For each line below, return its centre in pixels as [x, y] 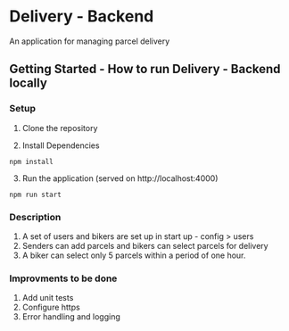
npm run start [36, 194]
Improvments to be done [63, 278]
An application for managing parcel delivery [90, 41]
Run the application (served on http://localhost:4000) [120, 178]
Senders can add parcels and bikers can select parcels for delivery [145, 245]
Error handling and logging [71, 317]
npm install [31, 161]
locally [28, 83]
